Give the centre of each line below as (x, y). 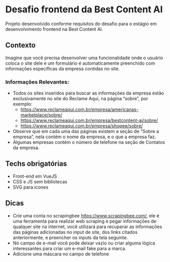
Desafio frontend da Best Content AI (84, 10)
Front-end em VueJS (35, 176)
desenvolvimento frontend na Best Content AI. (54, 29)
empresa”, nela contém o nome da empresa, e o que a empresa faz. (84, 137)
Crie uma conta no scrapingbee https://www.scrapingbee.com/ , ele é (86, 216)
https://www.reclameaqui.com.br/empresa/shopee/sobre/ (81, 126)
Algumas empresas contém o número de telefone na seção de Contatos (89, 142)
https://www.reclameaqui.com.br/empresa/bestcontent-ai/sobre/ (89, 120)
